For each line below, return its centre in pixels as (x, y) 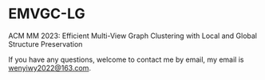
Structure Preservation (45, 44)
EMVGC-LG (47, 14)
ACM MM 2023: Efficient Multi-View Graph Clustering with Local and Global (133, 36)
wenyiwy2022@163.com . (50, 67)
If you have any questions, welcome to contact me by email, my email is (126, 59)
